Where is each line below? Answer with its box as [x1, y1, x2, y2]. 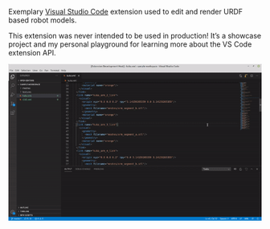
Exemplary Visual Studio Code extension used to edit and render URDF [8, 7, 243, 16]
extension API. [8, 48, 56, 57]
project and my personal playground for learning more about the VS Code [8, 39, 252, 49]
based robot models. [8, 15, 77, 25]
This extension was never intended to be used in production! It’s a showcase [8, 31, 262, 40]
